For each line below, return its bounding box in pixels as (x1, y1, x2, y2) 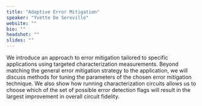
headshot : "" (6, 32, 40, 38)
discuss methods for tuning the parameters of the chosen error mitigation (6, 74, 192, 80)
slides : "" (6, 37, 34, 43)
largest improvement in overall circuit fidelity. (6, 93, 120, 100)
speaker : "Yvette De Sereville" (6, 15, 89, 21)
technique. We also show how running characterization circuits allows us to (6, 80, 196, 87)
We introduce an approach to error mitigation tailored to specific (6, 54, 168, 61)
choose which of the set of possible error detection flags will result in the (6, 87, 191, 93)
